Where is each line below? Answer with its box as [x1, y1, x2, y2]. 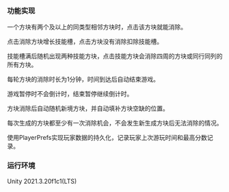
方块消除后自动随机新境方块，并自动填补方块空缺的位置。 [7, 104, 169, 112]
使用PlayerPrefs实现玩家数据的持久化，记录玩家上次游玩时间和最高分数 [7, 134, 207, 142]
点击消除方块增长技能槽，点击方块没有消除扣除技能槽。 [7, 38, 163, 46]
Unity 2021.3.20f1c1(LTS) [7, 177, 77, 185]
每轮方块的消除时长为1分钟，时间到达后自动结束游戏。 [7, 75, 159, 84]
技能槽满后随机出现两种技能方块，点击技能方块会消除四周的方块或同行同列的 [7, 52, 223, 60]
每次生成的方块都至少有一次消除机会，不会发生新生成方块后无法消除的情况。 [7, 119, 223, 128]
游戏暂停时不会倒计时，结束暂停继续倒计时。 [7, 90, 133, 98]
